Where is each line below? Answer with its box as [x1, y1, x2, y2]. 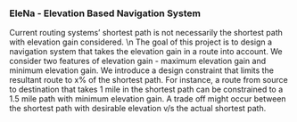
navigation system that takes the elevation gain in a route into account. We [9, 46, 283, 57]
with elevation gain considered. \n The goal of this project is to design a [9, 37, 273, 47]
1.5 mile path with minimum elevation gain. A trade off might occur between [9, 94, 287, 104]
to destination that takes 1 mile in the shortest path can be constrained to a [9, 84, 284, 95]
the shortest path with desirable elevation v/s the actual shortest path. [9, 103, 267, 114]
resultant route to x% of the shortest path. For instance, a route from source [9, 75, 288, 85]
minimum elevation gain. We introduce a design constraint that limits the [9, 65, 275, 76]
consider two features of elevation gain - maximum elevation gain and [9, 56, 266, 67]
